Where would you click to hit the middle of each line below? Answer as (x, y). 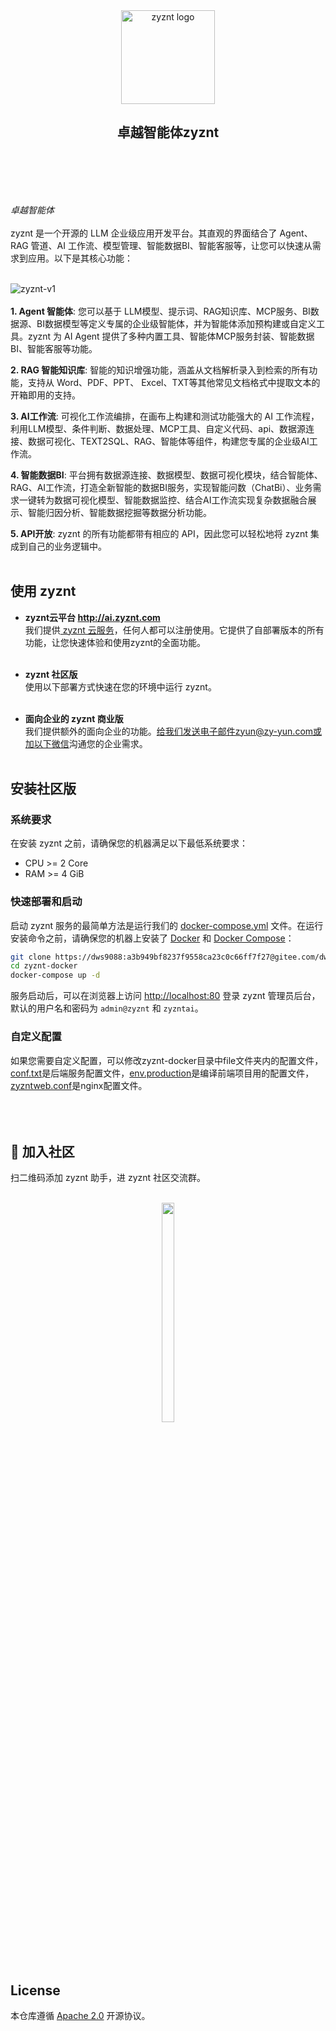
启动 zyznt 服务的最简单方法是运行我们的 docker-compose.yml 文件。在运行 (167, 925)
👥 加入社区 (42, 1151)
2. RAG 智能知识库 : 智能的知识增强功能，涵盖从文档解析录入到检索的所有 (160, 370)
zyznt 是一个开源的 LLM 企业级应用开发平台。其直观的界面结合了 (144, 233)
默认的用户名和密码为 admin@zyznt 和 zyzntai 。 (107, 1008)
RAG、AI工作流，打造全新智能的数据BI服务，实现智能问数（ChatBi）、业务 (161, 487)
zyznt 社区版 (51, 674)
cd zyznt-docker (44, 966)
